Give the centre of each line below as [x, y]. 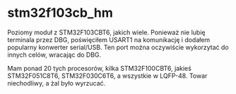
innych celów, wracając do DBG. [54, 55]
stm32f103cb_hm [60, 13]
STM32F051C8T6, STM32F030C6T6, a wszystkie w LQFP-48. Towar [107, 76]
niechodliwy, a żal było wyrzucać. [57, 83]
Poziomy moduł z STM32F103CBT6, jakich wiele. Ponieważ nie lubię [106, 32]
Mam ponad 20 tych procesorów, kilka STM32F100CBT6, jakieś [100, 68]
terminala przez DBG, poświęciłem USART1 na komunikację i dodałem [109, 39]
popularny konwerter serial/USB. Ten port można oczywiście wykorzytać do [118, 47]
